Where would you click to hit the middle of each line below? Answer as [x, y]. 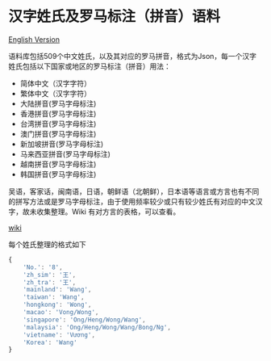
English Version [34, 39]
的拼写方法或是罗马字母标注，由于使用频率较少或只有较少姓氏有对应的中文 [132, 201]
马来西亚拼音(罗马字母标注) [65, 153]
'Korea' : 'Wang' [50, 342]
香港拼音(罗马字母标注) [58, 113]
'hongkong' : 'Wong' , [57, 305]
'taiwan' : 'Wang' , [54, 297]
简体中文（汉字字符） [55, 83]
